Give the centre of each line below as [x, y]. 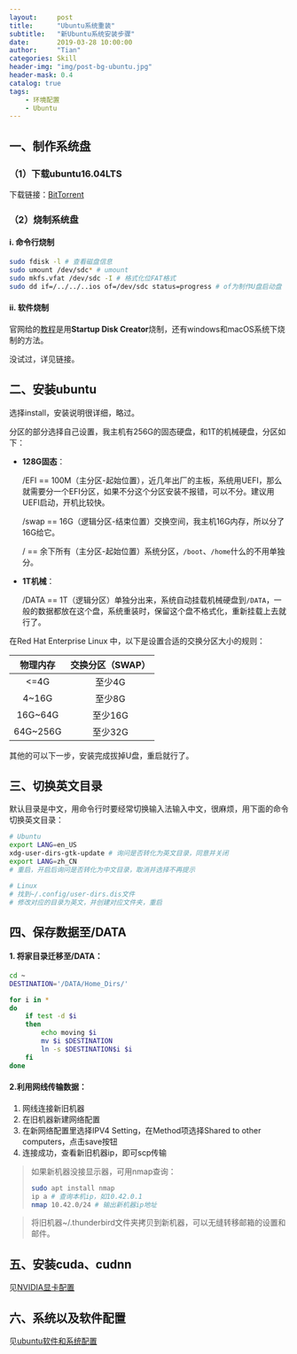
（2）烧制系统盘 [44, 220]
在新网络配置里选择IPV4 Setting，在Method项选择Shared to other [141, 1130]
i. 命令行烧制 [32, 242]
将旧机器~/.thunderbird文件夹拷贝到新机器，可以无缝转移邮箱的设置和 [158, 1223]
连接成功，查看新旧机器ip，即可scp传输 [94, 1152]
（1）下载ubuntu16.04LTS [66, 174]
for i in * [29, 1000]
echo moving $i [69, 1033]
